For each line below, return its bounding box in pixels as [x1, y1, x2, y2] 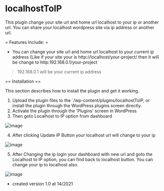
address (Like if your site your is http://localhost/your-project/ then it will [12, 54, 159, 60]
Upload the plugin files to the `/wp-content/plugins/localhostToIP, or [12, 97, 150, 103]
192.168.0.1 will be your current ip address [17, 68, 102, 74]
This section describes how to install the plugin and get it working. [5, 88, 139, 94]
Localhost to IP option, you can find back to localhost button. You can [12, 156, 153, 162]
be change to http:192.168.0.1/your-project [12, 59, 98, 65]
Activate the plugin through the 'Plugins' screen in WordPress [12, 108, 137, 114]
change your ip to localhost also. [12, 161, 79, 167]
